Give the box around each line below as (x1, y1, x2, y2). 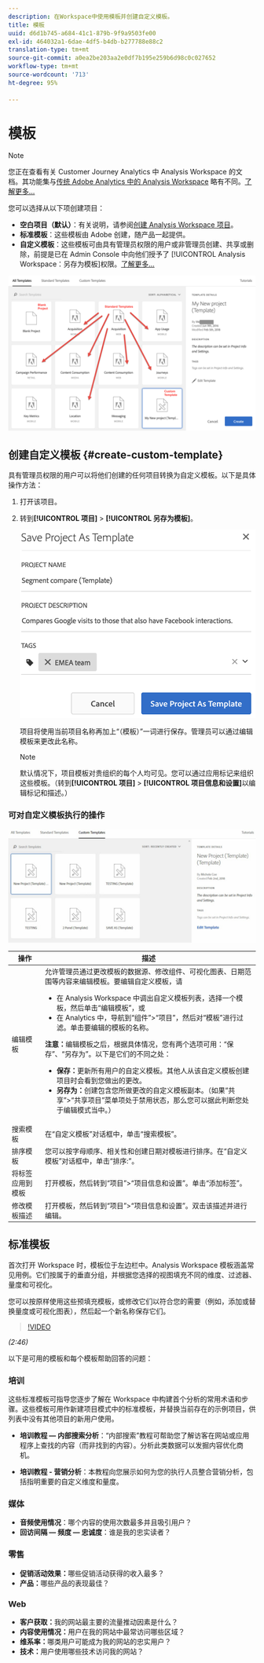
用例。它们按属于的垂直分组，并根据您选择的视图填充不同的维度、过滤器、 (14, 1269, 256, 1280)
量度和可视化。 (8, 1280, 57, 1289)
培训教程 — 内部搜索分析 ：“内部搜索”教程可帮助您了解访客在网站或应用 (19, 1430, 250, 1441)
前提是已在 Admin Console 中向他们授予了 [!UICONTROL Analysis (33, 250, 246, 259)
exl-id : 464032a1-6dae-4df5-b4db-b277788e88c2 (8, 38, 163, 46)
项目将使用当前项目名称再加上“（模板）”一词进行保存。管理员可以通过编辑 (19, 727, 254, 736)
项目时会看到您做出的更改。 (56, 1075, 147, 1085)
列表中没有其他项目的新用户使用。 (8, 1414, 119, 1423)
